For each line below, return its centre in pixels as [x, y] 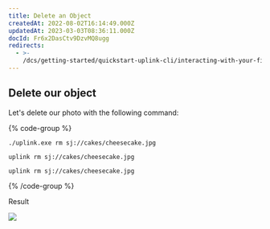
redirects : [27, 46]
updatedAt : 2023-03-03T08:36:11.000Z [72, 31]
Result [19, 201]
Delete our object [52, 93]
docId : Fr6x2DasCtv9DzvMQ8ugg [59, 38]
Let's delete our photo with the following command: [94, 112]
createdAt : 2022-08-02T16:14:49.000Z [72, 23]
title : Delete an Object [50, 16]
